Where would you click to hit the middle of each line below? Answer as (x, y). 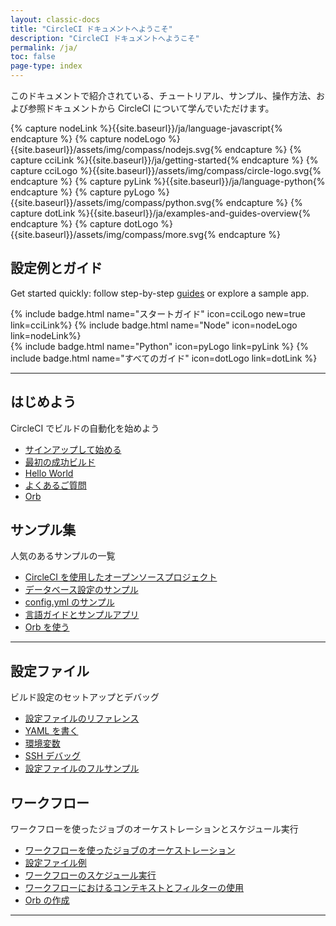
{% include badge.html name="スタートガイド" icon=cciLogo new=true (158, 313)
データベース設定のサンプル (81, 590)
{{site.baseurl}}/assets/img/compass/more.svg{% (113, 234)
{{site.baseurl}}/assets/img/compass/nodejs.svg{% (116, 149)
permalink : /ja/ (44, 47)
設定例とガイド (56, 268)
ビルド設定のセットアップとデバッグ (85, 697)
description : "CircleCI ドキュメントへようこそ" (105, 38)
